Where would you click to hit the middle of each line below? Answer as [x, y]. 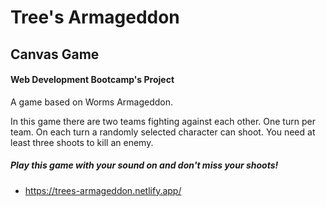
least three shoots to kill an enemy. [82, 142]
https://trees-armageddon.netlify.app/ [103, 190]
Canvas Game [55, 54]
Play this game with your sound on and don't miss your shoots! [144, 165]
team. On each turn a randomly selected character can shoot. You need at [163, 132]
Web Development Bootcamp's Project [92, 80]
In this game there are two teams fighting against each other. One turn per [163, 121]
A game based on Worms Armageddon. [92, 102]
